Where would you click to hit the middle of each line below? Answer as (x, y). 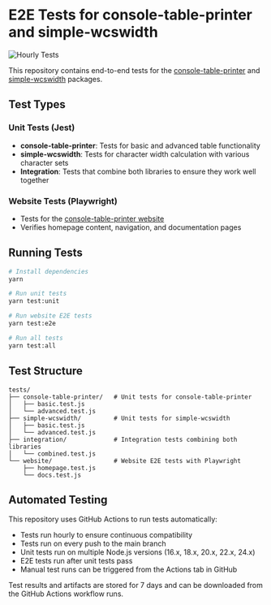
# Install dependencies (49, 271)
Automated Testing (58, 500)
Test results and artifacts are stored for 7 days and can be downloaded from (136, 586)
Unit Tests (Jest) (42, 127)
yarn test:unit (34, 301)
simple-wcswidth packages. (56, 79)
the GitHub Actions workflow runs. (66, 594)
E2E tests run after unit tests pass (76, 561)
